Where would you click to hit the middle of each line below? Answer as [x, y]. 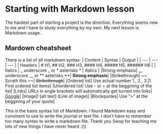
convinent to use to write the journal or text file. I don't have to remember [78, 116]
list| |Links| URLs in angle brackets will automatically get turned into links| [79, 91]
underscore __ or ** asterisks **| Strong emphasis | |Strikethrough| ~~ [76, 75]
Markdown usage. [23, 33]
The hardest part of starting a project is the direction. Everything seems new [81, 22]
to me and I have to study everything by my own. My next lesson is [72, 27]
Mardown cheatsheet [38, 48]
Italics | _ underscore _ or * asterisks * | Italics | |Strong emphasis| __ [74, 70]
